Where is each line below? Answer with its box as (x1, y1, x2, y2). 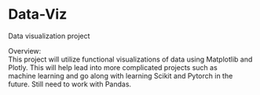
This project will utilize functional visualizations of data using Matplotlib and (8, 55, 253, 64)
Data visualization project (8, 31, 90, 40)
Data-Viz (8, 5, 68, 23)
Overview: (8, 46, 42, 55)
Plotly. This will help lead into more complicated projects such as (8, 62, 218, 72)
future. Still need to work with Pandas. (8, 79, 132, 89)
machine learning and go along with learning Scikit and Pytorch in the (8, 71, 233, 80)
